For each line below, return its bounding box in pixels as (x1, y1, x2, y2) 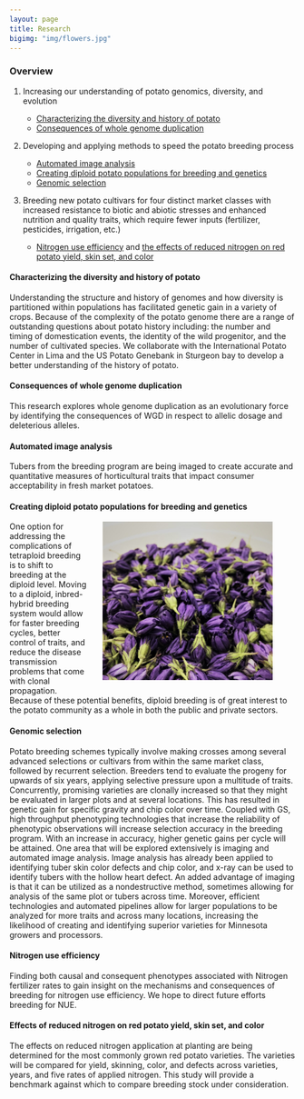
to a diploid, (9, 589, 54, 600)
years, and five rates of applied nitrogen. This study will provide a (9, 1069, 254, 1081)
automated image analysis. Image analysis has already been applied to (9, 852, 274, 863)
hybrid (9, 598, 34, 609)
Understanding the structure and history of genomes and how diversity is (9, 292, 284, 303)
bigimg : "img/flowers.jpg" (9, 34, 112, 43)
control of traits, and (9, 637, 86, 648)
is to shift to (9, 560, 54, 571)
